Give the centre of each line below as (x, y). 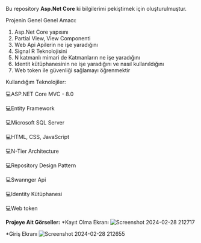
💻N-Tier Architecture (32, 151)
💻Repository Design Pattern (41, 165)
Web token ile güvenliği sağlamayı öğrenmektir (72, 70)
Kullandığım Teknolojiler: (36, 82)
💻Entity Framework (30, 108)
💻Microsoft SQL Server (35, 122)
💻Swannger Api (26, 180)
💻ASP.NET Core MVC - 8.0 (40, 94)
